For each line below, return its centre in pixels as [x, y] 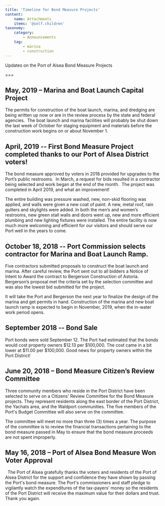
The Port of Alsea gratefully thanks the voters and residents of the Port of [82, 472]
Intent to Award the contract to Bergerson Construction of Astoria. [72, 276]
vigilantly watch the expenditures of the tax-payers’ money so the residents [82, 488]
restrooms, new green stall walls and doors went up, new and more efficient [82, 215]
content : [14, 14]
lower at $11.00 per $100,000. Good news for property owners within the [79, 350]
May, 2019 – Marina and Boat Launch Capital [74, 90]
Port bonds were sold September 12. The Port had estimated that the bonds [82, 340]
